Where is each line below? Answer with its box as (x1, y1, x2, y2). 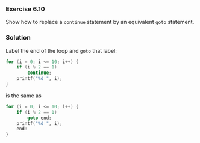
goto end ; (27, 115, 52, 121)
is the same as (5, 92, 42, 99)
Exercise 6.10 (5, 5, 46, 13)
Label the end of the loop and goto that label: (5, 47, 117, 54)
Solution (5, 34, 31, 42)
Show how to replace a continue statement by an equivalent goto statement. (5, 19, 195, 26)
